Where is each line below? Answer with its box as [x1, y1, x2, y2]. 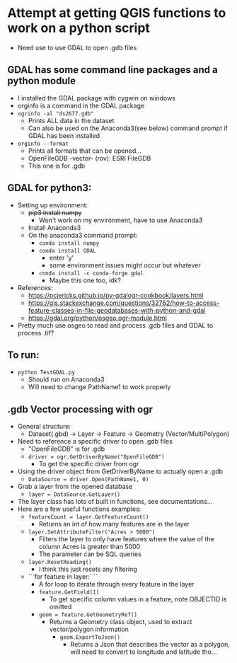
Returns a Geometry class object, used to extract [49, 618, 192, 626]
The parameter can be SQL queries [38, 550, 141, 558]
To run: [7, 349, 40, 361]
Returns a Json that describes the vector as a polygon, [70, 640, 230, 649]
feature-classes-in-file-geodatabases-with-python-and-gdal [28, 306, 206, 314]
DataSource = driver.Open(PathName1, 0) [28, 476, 149, 483]
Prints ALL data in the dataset [28, 116, 115, 125]
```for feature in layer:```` [28, 572, 98, 581]
